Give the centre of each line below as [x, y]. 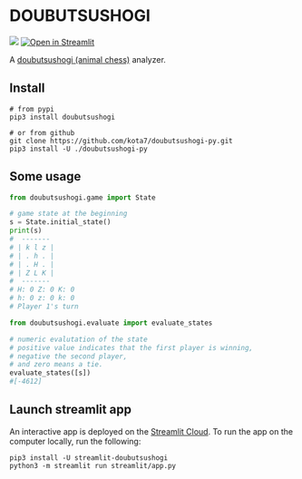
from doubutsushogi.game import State [83, 197]
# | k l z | [32, 247]
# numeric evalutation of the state [78, 339]
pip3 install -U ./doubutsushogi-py [78, 149]
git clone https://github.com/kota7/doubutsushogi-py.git [121, 141]
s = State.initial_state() [60, 222]
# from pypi [32, 109]
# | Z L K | [32, 273]
